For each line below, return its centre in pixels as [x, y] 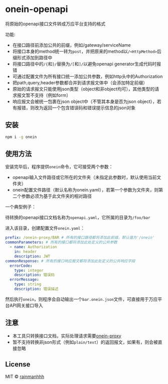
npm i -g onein [21, 137]
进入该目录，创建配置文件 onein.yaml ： [45, 228]
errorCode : [21, 266]
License [18, 364]
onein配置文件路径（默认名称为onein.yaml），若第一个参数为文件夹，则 [86, 190]
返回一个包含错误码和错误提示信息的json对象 [90, 108]
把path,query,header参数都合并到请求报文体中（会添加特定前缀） [80, 82]
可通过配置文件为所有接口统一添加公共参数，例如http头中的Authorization [88, 76]
